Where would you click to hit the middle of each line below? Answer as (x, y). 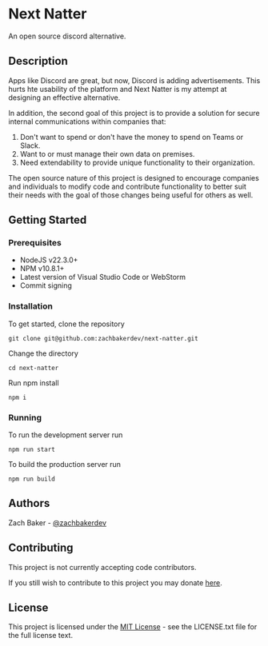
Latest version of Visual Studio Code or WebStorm (103, 277)
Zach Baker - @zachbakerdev (57, 522)
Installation (31, 306)
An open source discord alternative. (67, 36)
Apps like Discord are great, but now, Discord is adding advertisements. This (134, 80)
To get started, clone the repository (67, 324)
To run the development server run (66, 435)
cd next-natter (34, 368)
